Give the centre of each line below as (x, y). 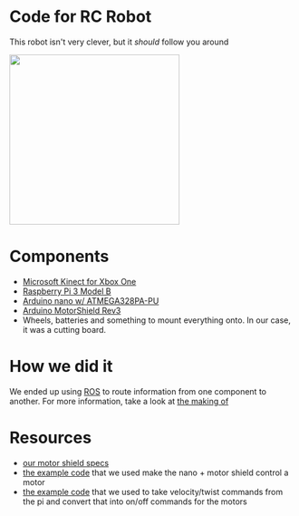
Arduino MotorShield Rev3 (72, 310)
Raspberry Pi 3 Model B (67, 291)
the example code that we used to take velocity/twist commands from (153, 492)
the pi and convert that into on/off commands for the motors (135, 501)
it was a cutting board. (64, 329)
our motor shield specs (66, 462)
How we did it (61, 367)
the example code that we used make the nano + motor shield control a (155, 472)
